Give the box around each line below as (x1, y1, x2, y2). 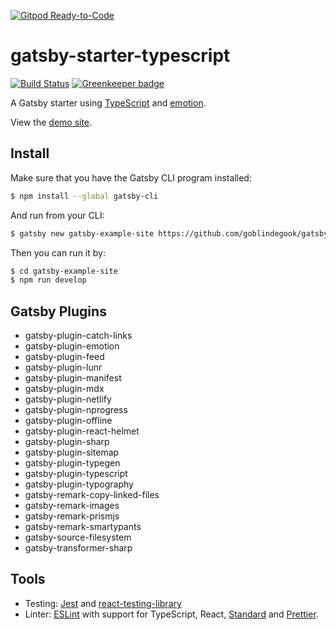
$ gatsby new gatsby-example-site (10, 228, 155, 239)
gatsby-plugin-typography (24, 478, 134, 490)
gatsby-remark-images (24, 500, 120, 512)
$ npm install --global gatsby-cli (10, 191, 159, 201)
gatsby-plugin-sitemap (24, 446, 120, 459)
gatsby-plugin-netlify (24, 393, 112, 405)
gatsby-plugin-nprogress (24, 404, 128, 416)
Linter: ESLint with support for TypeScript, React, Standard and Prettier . (24, 608, 319, 620)
